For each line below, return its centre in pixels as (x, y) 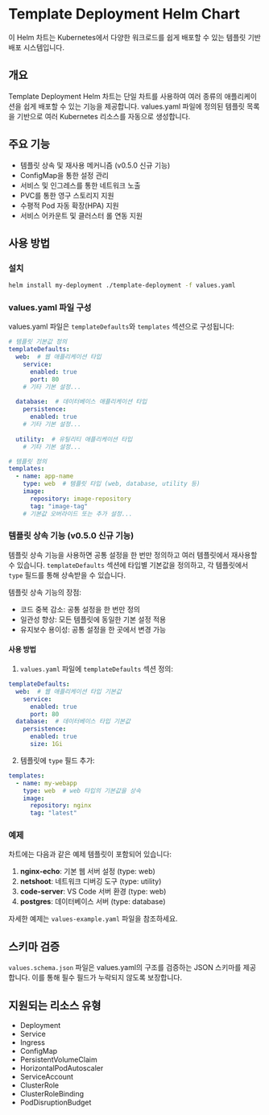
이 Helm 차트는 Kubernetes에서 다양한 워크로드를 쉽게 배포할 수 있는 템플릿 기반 (135, 37)
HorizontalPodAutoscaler (62, 1068)
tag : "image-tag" (59, 506)
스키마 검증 (34, 946)
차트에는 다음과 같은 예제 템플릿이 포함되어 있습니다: (90, 854)
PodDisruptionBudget (56, 1103)
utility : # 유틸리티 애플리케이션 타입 (74, 439)
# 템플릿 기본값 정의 (38, 342)
